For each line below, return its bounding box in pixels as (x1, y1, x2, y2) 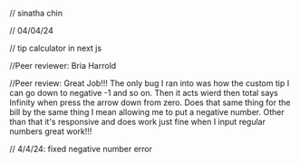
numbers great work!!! (9, 126, 92, 137)
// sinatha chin (9, 8, 63, 18)
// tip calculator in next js (9, 43, 102, 53)
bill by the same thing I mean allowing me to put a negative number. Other (9, 107, 285, 117)
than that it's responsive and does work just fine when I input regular (9, 117, 266, 127)
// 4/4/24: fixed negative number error (9, 144, 152, 154)
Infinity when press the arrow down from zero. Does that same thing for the (9, 97, 291, 108)
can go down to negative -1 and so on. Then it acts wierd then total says (9, 88, 278, 98)
